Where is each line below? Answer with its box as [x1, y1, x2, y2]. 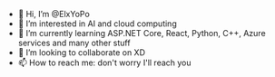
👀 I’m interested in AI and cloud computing [17, 18, 177, 29]
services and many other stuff [17, 37, 131, 48]
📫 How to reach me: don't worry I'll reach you [17, 57, 192, 68]
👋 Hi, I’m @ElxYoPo [17, 9, 91, 19]
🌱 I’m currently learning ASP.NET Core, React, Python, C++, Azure [17, 28, 266, 38]
